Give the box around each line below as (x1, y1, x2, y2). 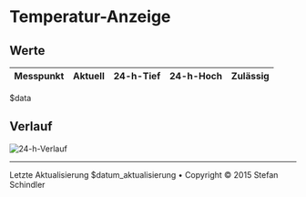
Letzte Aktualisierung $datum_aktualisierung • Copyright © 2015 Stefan (9, 169, 279, 180)
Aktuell (72, 70, 105, 82)
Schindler (9, 179, 46, 190)
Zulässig (230, 70, 270, 82)
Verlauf (9, 119, 53, 134)
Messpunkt (14, 70, 65, 82)
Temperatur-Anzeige (9, 6, 171, 27)
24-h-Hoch (169, 70, 223, 82)
